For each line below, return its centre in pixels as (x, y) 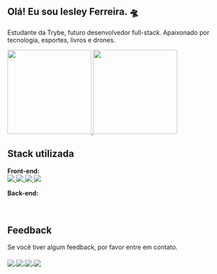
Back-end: (23, 193)
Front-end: (24, 171)
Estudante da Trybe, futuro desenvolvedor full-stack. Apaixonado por (108, 32)
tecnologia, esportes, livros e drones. (61, 40)
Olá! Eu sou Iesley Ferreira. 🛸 (73, 12)
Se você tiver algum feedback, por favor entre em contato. (93, 247)
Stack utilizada (41, 154)
